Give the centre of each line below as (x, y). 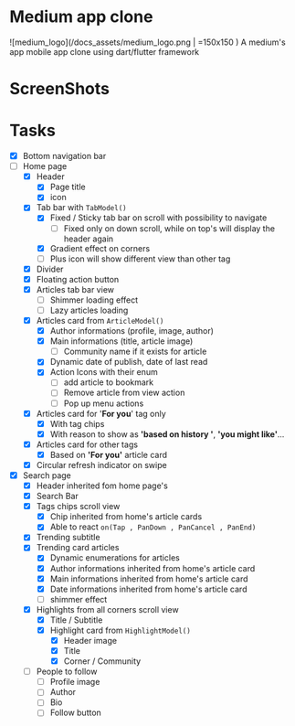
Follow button (76, 713)
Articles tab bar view (75, 289)
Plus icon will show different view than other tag (140, 259)
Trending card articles (78, 548)
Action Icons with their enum (104, 372)
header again (89, 239)
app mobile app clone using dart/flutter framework (105, 51)
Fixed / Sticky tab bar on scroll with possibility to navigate (158, 218)
